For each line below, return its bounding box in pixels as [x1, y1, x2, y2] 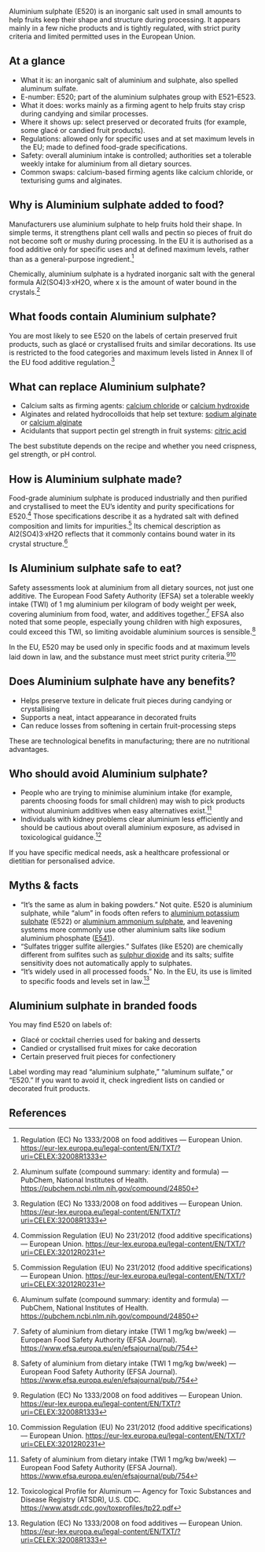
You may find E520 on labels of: [9, 1020, 112, 1029]
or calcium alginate [20, 418, 83, 427]
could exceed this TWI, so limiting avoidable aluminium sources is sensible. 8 [9, 625, 256, 636]
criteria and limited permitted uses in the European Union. [9, 31, 196, 41]
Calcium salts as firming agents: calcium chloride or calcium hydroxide [20, 401, 250, 411]
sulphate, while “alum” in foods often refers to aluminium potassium [20, 908, 240, 917]
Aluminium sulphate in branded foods [9, 999, 197, 1012]
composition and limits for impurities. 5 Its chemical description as [9, 519, 221, 530]
